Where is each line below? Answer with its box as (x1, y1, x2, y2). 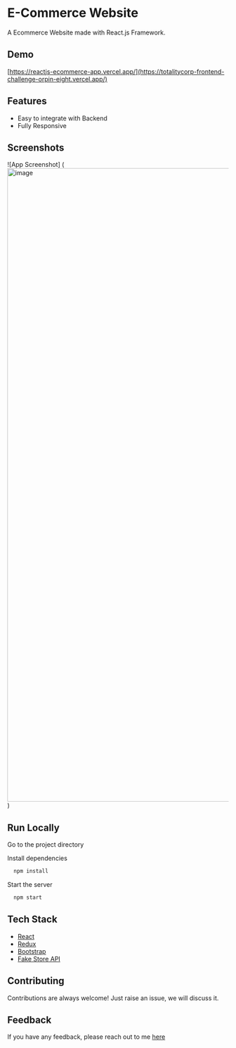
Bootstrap (17, 947, 46, 955)
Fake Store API (17, 954, 61, 963)
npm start (13, 894, 42, 902)
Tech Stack (7, 914, 58, 926)
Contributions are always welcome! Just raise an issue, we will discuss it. (7, 994, 219, 1002)
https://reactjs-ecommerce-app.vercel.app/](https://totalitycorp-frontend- (9, 67, 225, 75)
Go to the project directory (7, 840, 84, 849)
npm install (13, 868, 49, 875)
